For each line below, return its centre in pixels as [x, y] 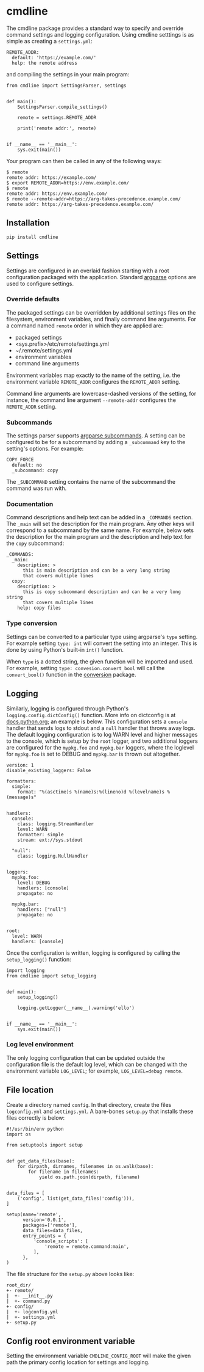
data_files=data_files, [53, 1230]
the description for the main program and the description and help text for [99, 537]
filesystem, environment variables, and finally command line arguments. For [101, 319]
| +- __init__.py [30, 1296]
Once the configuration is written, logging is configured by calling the [93, 953]
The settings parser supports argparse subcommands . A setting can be [96, 436]
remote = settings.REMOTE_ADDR [57, 117]
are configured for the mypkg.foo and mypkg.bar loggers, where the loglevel [100, 747]
